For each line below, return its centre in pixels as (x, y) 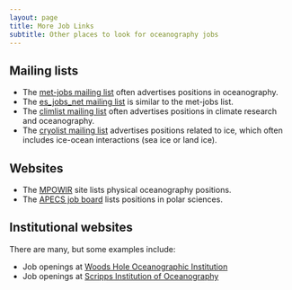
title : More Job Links (52, 26)
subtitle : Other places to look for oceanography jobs (114, 34)
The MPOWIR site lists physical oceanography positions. (127, 190)
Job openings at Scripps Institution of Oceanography (120, 276)
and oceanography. (58, 121)
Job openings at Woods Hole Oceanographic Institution (125, 267)
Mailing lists (44, 70)
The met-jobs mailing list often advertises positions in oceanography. (150, 92)
